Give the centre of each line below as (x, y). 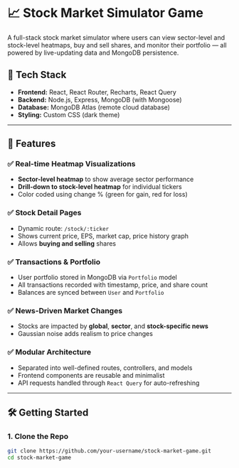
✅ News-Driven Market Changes (65, 310)
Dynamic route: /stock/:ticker (63, 228)
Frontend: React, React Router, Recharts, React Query (97, 92)
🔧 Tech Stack (37, 75)
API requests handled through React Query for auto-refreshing (108, 383)
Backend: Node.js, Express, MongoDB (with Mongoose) (100, 99)
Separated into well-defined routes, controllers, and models (105, 368)
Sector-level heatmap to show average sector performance (106, 179)
